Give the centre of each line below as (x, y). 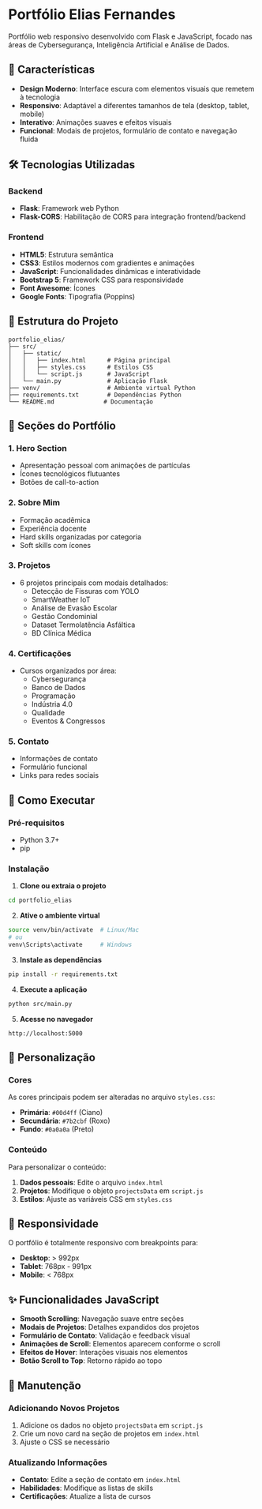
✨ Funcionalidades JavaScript (84, 1299)
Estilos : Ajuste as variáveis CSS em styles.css (96, 1199)
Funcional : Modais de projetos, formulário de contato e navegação (128, 130)
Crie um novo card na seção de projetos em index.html (109, 1433)
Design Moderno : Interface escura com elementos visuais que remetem (137, 88)
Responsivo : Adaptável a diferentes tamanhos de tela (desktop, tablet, (135, 105)
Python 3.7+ (39, 840)
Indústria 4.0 (52, 704)
